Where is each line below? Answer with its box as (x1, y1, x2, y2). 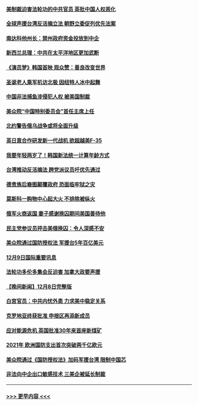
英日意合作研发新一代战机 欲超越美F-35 (6, 136, 102, 144)
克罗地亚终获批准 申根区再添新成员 (6, 312, 90, 319)
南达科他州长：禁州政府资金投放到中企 (6, 34, 99, 41)
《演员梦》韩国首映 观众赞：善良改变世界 (6, 64, 106, 71)
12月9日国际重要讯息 (6, 254, 57, 261)
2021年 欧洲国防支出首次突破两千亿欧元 (6, 341, 103, 348)
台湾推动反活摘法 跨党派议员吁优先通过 (6, 166, 101, 174)
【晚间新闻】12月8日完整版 (6, 283, 72, 290)
